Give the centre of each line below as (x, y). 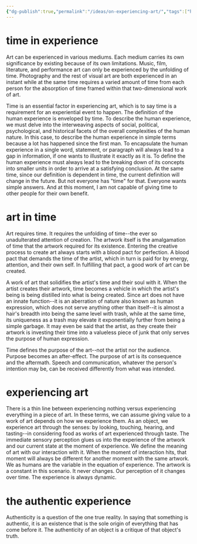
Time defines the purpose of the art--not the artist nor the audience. (89, 350)
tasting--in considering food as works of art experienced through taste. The (98, 433)
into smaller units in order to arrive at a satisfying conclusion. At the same (95, 168)
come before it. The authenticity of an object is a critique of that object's (94, 530)
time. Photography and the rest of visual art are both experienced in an (91, 76)
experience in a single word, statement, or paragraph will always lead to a (95, 149)
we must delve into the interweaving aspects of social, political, (83, 125)
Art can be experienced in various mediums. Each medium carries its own (95, 57)
